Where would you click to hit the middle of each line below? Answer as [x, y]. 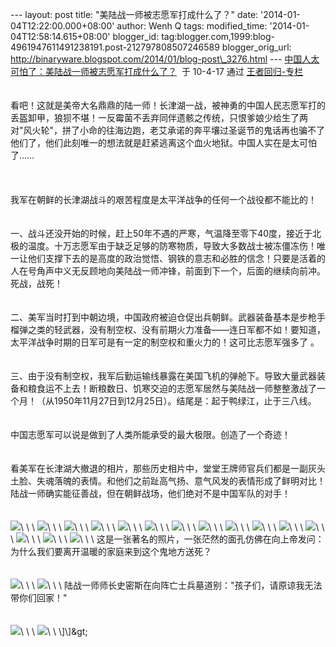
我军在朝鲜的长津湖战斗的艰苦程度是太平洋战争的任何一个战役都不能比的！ [163, 199]
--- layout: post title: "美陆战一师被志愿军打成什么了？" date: [134, 14]
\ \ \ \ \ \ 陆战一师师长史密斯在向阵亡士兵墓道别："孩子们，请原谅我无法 [171, 585]
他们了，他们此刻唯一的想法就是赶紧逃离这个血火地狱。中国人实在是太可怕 [163, 142]
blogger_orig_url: [256, 47]
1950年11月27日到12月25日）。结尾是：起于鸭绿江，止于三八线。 [185, 401]
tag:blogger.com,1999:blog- [218, 36]
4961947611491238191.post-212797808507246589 [115, 47]
